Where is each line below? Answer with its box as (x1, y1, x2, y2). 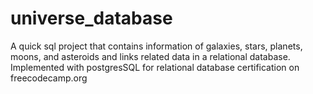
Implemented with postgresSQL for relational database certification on (10, 61, 300, 73)
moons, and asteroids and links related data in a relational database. (10, 50, 291, 62)
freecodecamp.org (10, 72, 88, 84)
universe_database (10, 7, 173, 30)
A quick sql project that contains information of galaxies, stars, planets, (10, 40, 303, 52)
